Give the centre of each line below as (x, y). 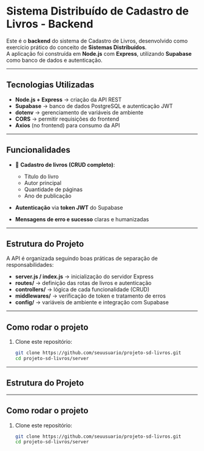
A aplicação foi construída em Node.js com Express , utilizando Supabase (99, 53)
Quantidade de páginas (53, 189)
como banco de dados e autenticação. (55, 60)
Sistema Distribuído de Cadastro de (98, 11)
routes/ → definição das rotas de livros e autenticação (83, 283)
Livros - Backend (50, 24)
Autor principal (43, 182)
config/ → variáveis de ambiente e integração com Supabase (92, 302)
